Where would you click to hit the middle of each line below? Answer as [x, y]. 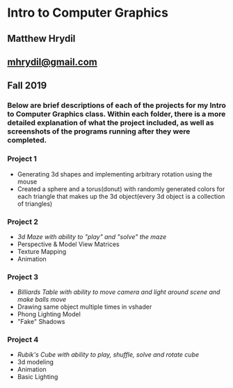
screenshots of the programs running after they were [99, 131]
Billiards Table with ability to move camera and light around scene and [119, 292]
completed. [27, 140]
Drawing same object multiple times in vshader [85, 307]
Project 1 [22, 159]
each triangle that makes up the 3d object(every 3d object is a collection [121, 196]
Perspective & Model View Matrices [68, 244]
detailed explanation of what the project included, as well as [111, 123]
